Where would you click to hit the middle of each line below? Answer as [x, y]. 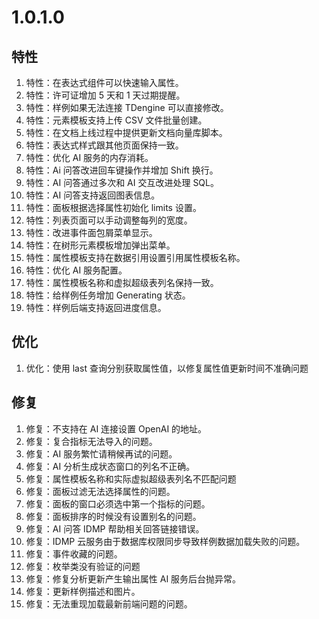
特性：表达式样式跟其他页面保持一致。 [104, 145]
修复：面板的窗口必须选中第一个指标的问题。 [118, 503]
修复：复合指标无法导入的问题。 [91, 441]
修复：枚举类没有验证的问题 [83, 566]
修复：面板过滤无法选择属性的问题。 [100, 491]
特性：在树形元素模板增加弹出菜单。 [100, 245]
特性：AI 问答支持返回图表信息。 [93, 195]
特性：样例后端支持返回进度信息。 [96, 307]
